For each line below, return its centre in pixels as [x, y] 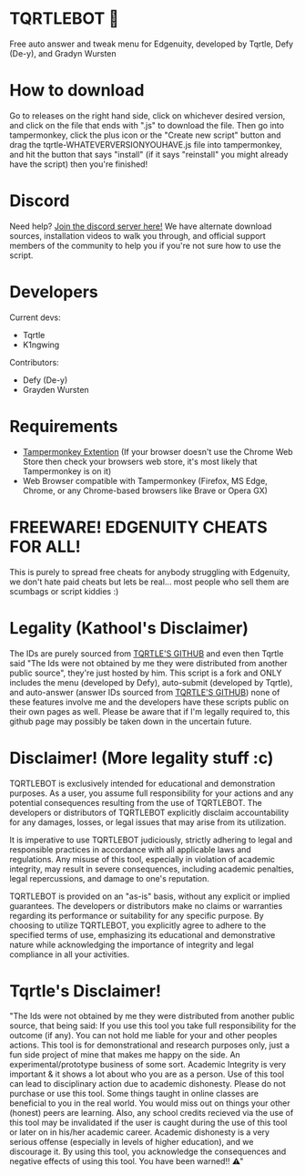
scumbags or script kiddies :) [64, 591]
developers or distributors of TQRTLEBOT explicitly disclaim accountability [149, 812]
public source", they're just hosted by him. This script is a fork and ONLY [146, 673]
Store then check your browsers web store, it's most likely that [140, 461]
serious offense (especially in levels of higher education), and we [132, 1142]
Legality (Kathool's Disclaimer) [129, 628]
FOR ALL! [46, 547]
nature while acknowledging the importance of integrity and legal [132, 944]
